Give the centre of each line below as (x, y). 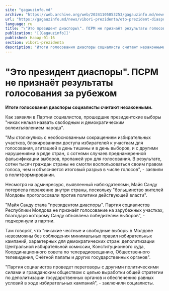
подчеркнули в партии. (30, 221)
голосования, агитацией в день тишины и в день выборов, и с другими (82, 148)
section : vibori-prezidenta (35, 43)
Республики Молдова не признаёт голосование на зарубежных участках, (84, 210)
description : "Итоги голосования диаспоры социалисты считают (72, 47)
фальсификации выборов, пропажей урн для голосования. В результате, (83, 159)
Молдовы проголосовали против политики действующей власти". (76, 195)
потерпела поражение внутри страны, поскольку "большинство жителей (84, 190)
